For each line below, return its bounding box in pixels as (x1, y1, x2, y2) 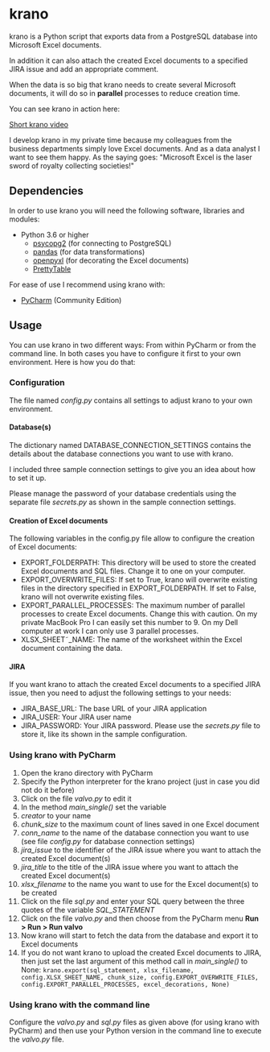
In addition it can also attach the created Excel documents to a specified (9, 56, 248, 65)
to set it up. (9, 473, 47, 483)
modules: (9, 214, 40, 224)
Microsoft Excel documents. (9, 39, 102, 49)
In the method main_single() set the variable (20, 802, 167, 812)
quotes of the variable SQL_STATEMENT (20, 905, 155, 914)
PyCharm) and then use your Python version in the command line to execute (9, 1026, 262, 1036)
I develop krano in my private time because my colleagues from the (9, 135, 232, 145)
